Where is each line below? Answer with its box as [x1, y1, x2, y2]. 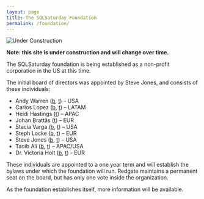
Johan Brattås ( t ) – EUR [15, 117, 75, 124]
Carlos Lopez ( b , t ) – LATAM [15, 104, 86, 111]
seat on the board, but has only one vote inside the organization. [6, 174, 169, 181]
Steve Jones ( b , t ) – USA [15, 136, 78, 143]
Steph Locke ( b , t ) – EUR [15, 129, 78, 137]
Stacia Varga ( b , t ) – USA [15, 123, 78, 131]
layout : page [6, 9, 40, 15]
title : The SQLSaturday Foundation [6, 15, 97, 21]
